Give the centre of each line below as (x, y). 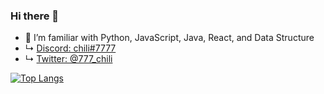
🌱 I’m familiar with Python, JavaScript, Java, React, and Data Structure (169, 38)
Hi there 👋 (35, 16)
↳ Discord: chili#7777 (70, 48)
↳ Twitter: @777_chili (68, 59)
